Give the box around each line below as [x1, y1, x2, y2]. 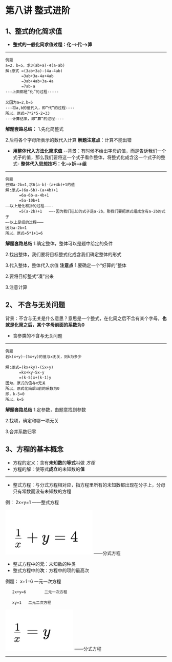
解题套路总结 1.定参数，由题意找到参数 [5, 406, 86, 413]
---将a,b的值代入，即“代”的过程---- [5, 105, 75, 111]
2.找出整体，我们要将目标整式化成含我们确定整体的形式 [5, 252, 122, 257]
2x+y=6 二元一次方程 [12, 589, 68, 595]
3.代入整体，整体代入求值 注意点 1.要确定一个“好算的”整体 [5, 262, 127, 268]
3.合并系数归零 [5, 428, 37, 435]
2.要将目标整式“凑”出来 [5, 273, 54, 279]
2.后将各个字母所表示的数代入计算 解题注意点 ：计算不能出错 [5, 137, 132, 143]
